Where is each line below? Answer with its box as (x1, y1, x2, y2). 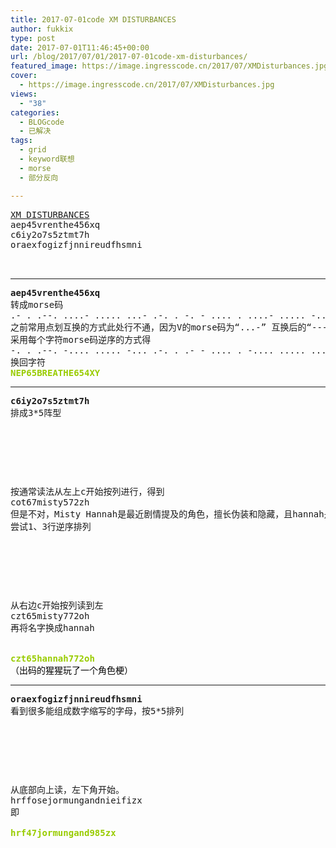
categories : (10, 107, 60, 118)
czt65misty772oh (10, 610, 90, 621)
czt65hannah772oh (10, 652, 95, 664)
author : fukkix (10, 24, 74, 34)
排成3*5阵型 (10, 407, 62, 418)
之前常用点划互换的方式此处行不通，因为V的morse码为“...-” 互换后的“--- (10, 321, 328, 333)
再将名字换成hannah (10, 622, 95, 633)
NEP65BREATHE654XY (10, 367, 101, 378)
